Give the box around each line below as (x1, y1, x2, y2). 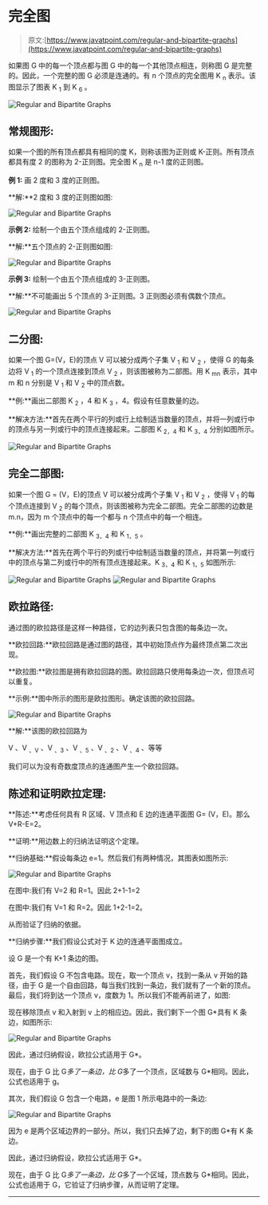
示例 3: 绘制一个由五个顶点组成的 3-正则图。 (8, 275, 154, 284)
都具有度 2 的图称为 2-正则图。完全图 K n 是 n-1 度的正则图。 (8, 157, 208, 168)
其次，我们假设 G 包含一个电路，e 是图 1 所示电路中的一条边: (8, 1094, 207, 1104)
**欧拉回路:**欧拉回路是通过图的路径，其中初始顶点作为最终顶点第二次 (8, 639, 242, 649)
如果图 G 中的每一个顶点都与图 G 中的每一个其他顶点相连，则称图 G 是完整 (8, 61, 253, 70)
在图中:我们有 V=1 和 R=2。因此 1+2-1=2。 (8, 903, 148, 912)
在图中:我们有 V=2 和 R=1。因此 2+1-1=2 (8, 886, 140, 895)
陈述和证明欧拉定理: (8, 787, 107, 800)
